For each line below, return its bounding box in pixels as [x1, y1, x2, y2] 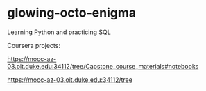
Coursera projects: [7, 41, 61, 49]
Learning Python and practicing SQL [7, 28, 111, 36]
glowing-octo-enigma [7, 5, 137, 21]
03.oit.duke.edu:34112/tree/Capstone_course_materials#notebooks [7, 62, 199, 70]
